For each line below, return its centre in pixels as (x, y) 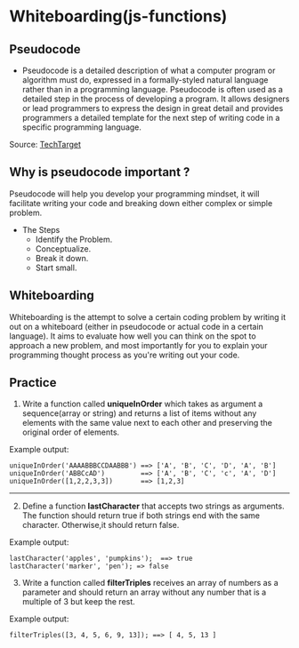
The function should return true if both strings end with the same (141, 516)
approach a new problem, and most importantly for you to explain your (139, 345)
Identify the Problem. (74, 239)
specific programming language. (82, 127)
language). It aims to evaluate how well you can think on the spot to (133, 336)
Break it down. (62, 258)
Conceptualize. (63, 248)
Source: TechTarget (45, 144)
